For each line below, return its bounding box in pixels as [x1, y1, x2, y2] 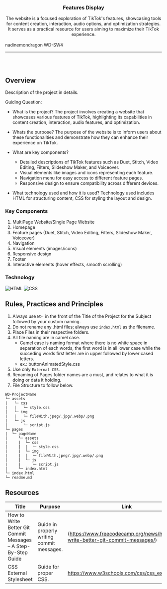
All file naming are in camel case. [12, 334, 81, 340]
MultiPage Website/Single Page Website [12, 219, 95, 225]
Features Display [63, 4, 104, 11]
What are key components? [12, 149, 69, 155]
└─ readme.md [5, 475, 32, 480]
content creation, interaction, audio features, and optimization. [12, 119, 140, 125]
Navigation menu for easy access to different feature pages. [19, 175, 143, 181]
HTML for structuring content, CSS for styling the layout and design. [12, 195, 153, 201]
